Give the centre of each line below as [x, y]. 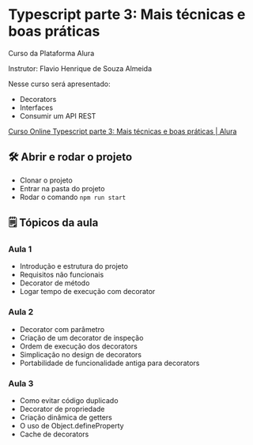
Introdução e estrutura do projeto [74, 266]
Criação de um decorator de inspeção [81, 338]
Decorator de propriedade [62, 409]
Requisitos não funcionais [62, 275]
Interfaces [36, 107]
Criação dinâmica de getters [66, 417]
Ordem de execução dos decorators [79, 346]
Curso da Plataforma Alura [51, 53]
